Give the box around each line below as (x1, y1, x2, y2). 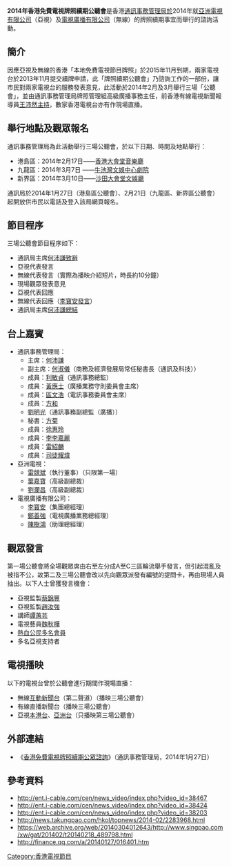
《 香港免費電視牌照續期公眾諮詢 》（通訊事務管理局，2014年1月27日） (17, 752, 214, 761)
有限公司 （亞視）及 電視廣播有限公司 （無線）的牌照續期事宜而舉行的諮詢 (7, 15, 212, 23)
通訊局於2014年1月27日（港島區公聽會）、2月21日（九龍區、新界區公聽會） (7, 189, 219, 197)
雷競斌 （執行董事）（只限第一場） (27, 468, 122, 477)
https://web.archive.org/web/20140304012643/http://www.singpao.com (17, 823, 223, 831)
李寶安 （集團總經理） (27, 503, 88, 511)
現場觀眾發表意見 (17, 280, 66, 288)
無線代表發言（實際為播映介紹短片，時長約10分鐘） (17, 271, 163, 279)
